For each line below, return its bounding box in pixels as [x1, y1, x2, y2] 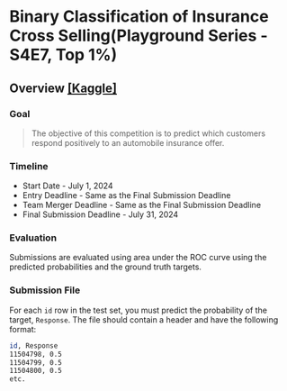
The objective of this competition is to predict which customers [31, 128, 266, 139]
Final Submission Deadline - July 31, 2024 [22, 209, 179, 220]
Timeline [9, 159, 49, 172]
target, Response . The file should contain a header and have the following [9, 314, 279, 325]
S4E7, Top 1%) [9, 45, 118, 65]
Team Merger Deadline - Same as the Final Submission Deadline [22, 200, 262, 211]
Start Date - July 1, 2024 [22, 180, 114, 191]
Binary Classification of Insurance [9, 6, 269, 27]
